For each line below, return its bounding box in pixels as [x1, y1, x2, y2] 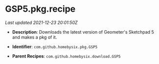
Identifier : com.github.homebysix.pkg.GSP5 [12, 43, 98, 49]
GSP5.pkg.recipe [5, 3, 76, 15]
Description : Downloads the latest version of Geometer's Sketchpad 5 [12, 29, 154, 35]
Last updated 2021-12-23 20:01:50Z [5, 20, 78, 25]
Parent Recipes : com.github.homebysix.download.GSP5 [12, 53, 121, 59]
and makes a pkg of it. [12, 34, 57, 40]
